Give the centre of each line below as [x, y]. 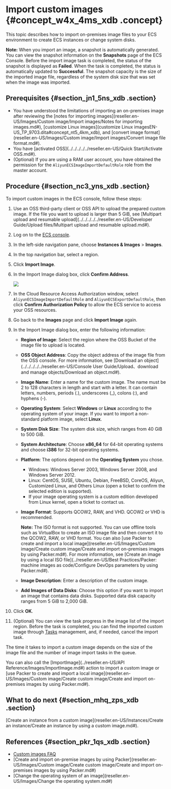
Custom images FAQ [35, 754]
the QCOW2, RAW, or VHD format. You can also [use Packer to [86, 538]
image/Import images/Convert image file [123, 138]
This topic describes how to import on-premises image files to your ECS [81, 34]
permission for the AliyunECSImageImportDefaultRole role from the [82, 165]
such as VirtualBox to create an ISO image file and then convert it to [92, 532]
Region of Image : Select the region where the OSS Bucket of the [89, 339]
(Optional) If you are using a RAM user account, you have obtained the [87, 159]
